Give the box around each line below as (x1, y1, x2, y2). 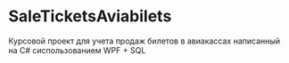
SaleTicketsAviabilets (8, 6, 172, 27)
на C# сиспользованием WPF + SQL (8, 44, 146, 55)
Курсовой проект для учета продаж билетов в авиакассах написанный (8, 35, 281, 46)
